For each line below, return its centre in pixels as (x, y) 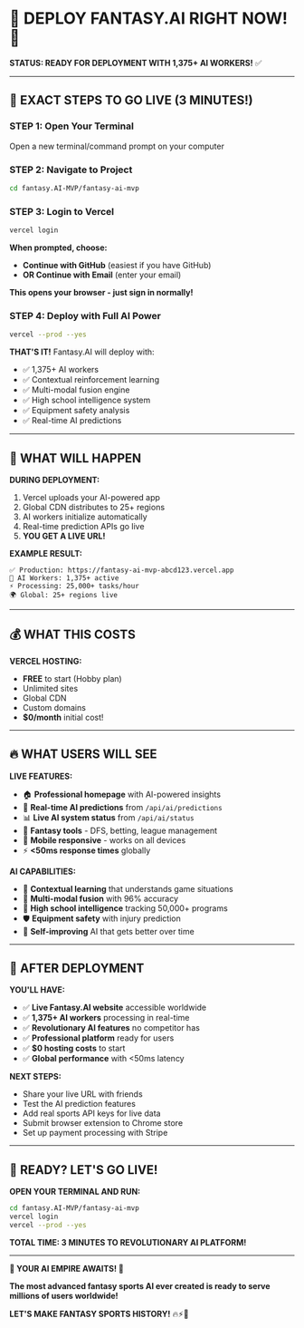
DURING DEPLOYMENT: (55, 480)
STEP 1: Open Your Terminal (71, 126)
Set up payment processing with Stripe (95, 1133)
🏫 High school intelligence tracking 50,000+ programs (125, 908)
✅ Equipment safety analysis (76, 411)
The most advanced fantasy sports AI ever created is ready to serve (140, 1285)
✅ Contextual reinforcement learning (91, 380)
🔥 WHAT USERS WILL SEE (83, 755)
